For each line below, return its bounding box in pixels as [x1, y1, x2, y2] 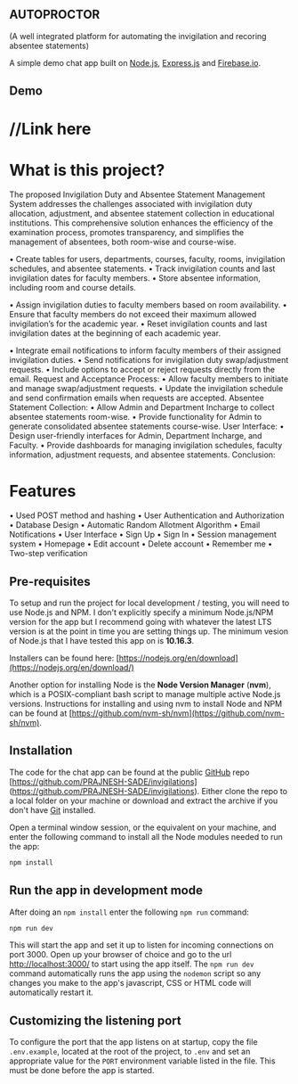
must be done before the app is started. [9, 1065, 155, 1076]
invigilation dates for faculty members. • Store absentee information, [9, 273, 261, 283]
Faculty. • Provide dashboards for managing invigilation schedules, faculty [9, 440, 283, 451]
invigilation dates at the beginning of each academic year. [9, 328, 221, 339]
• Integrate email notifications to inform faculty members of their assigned [9, 345, 282, 356]
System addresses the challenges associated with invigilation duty [9, 199, 254, 209]
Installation [9, 743, 73, 759]
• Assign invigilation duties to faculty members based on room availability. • [9, 300, 287, 310]
